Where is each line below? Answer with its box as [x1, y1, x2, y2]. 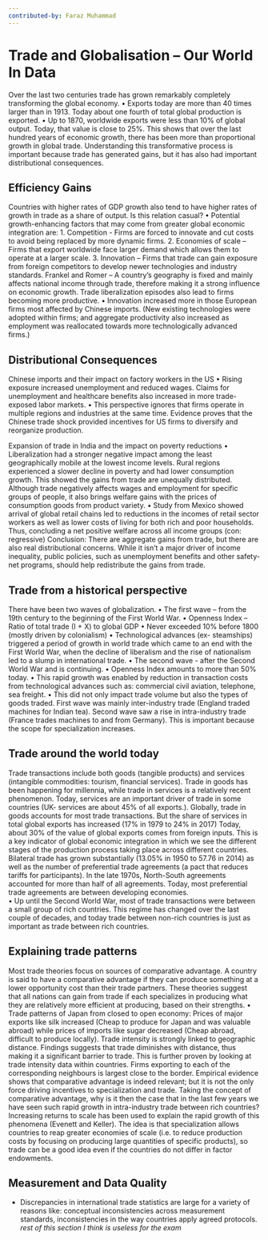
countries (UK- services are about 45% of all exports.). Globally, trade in [8, 802, 246, 811]
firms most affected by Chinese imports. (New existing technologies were [8, 304, 250, 314]
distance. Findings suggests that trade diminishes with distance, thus [8, 1042, 236, 1052]
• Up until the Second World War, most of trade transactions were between [8, 896, 256, 905]
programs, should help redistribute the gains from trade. [20, 560, 206, 570]
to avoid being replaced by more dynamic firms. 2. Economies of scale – [8, 236, 246, 246]
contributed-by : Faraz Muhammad [8, 11, 116, 20]
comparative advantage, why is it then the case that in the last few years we [8, 1093, 259, 1103]
